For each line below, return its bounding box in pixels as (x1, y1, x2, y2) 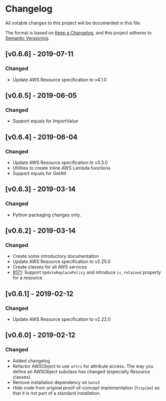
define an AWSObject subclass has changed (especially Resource (12, 369, 150, 375)
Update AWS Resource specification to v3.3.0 (12, 159, 108, 165)
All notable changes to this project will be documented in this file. (5, 20, 142, 26)
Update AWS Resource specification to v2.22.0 (12, 316, 111, 322)
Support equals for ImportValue (12, 118, 78, 124)
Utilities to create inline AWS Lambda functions (12, 165, 111, 171)
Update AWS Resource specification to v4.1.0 (12, 77, 107, 83)
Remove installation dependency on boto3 (12, 379, 100, 385)
